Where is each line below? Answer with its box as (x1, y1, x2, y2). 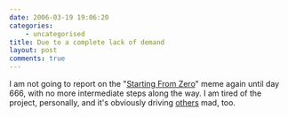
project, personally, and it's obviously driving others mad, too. (9, 97, 236, 107)
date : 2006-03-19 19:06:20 (9, 12, 109, 22)
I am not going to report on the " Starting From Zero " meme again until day (9, 79, 280, 89)
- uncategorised (25, 29, 86, 38)
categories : (9, 21, 53, 30)
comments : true (9, 54, 66, 63)
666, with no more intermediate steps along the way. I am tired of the (9, 88, 262, 98)
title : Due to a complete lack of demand (9, 37, 165, 47)
